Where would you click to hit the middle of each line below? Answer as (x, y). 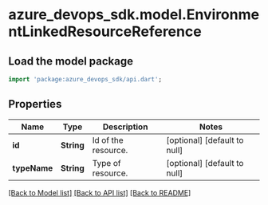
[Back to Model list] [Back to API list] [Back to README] (100, 192)
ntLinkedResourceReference (105, 32)
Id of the (108, 140)
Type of (106, 163)
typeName (33, 168)
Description (125, 127)
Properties (35, 104)
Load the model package (71, 61)
